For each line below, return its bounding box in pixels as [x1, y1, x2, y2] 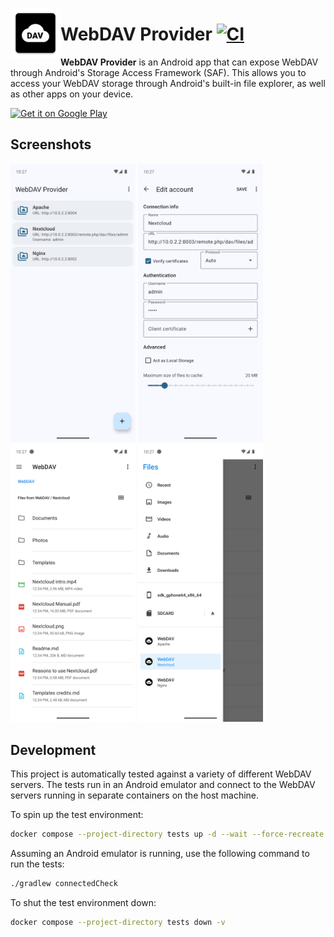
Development [10, 741, 97, 758]
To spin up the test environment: [10, 808, 144, 820]
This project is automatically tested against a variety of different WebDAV [10, 768, 312, 780]
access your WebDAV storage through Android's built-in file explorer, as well [10, 77, 326, 89]
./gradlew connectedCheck [10, 878, 118, 888]
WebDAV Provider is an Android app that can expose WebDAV [60, 56, 319, 68]
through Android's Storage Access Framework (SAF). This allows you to [10, 66, 307, 78]
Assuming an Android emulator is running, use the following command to [10, 847, 310, 859]
